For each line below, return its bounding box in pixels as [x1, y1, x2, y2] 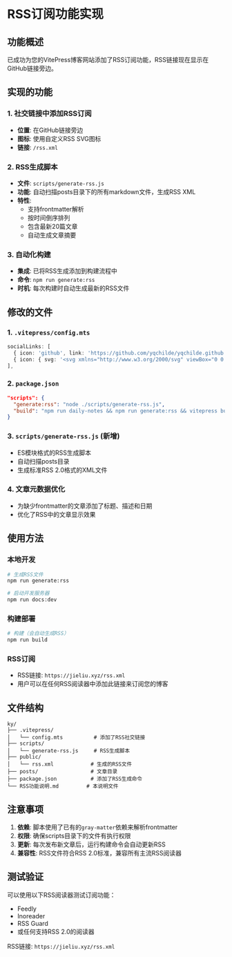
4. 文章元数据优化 [7, 484, 66, 494]
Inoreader [17, 911, 46, 920]
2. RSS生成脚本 [7, 162, 58, 171]
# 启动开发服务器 [7, 590, 50, 597]
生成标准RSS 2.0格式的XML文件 [17, 466, 108, 474]
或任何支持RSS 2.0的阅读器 [17, 927, 95, 936]
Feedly [17, 904, 37, 913]
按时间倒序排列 [27, 214, 70, 222]
